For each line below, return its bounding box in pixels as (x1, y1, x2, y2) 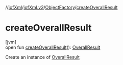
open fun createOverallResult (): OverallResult (5, 44, 101, 50)
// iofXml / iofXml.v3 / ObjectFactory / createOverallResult (5, 5, 118, 10)
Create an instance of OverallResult (5, 54, 80, 60)
